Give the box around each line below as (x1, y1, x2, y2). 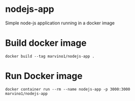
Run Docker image (5, 71, 83, 82)
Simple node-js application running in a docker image (5, 20, 115, 26)
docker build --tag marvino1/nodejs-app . (5, 54, 95, 59)
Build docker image (5, 37, 87, 49)
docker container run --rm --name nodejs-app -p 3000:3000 (5, 87, 131, 92)
